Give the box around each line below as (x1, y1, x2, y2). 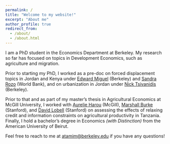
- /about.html (10, 36, 40, 41)
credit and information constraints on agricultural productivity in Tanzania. (5, 112, 161, 118)
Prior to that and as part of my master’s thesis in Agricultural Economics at (5, 96, 161, 102)
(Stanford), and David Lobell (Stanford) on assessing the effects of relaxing (5, 107, 163, 113)
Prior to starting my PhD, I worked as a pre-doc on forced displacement (5, 70, 155, 76)
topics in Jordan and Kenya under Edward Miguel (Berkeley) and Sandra (5, 76, 157, 82)
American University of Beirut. (5, 123, 69, 129)
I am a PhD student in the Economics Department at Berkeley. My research (5, 49, 162, 56)
